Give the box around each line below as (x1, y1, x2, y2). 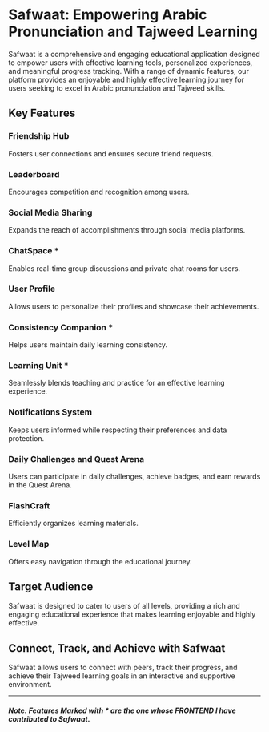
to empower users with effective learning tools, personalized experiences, (8, 58, 253, 67)
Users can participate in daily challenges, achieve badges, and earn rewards (8, 471, 261, 481)
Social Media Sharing (8, 207, 93, 218)
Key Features (8, 107, 76, 120)
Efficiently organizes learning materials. (8, 519, 139, 528)
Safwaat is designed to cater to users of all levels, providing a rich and (8, 601, 240, 611)
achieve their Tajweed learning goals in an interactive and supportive (8, 671, 236, 681)
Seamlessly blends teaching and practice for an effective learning (8, 378, 226, 388)
